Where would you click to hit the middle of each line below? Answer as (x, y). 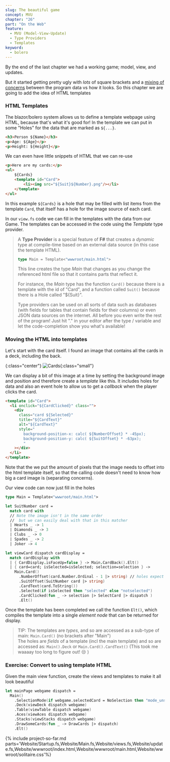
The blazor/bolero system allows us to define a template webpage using (80, 117)
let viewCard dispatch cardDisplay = (45, 553)
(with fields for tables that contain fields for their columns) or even (87, 310)
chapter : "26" (20, 19)
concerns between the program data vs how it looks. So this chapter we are (84, 87)
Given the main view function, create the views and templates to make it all (83, 676)
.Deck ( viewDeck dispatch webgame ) (51, 705)
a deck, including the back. (33, 356)
